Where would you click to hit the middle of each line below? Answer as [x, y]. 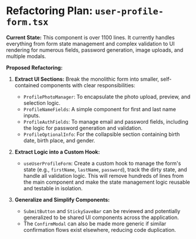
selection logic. [42, 103]
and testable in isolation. [53, 188]
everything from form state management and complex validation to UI [90, 44]
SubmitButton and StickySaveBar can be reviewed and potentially [102, 211]
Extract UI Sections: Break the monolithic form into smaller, [87, 79]
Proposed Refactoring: [34, 67]
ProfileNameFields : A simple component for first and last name [100, 109]
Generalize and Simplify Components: [62, 200]
